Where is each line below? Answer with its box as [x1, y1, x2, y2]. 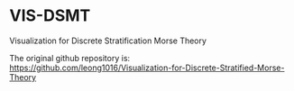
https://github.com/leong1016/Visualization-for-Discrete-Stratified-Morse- [9, 62, 285, 73]
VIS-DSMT [9, 5, 91, 26]
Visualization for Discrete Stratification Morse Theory [9, 35, 207, 46]
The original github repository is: [9, 52, 131, 63]
